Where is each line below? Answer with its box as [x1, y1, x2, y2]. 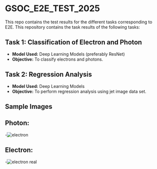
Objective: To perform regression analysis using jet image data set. [12, 88, 146, 94]
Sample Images [5, 102, 53, 111]
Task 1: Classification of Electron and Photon [5, 38, 143, 47]
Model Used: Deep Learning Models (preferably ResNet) [12, 51, 125, 57]
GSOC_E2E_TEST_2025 [5, 3, 100, 14]
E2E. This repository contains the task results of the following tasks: [5, 24, 140, 30]
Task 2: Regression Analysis [5, 70, 92, 79]
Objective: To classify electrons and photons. [12, 56, 103, 62]
